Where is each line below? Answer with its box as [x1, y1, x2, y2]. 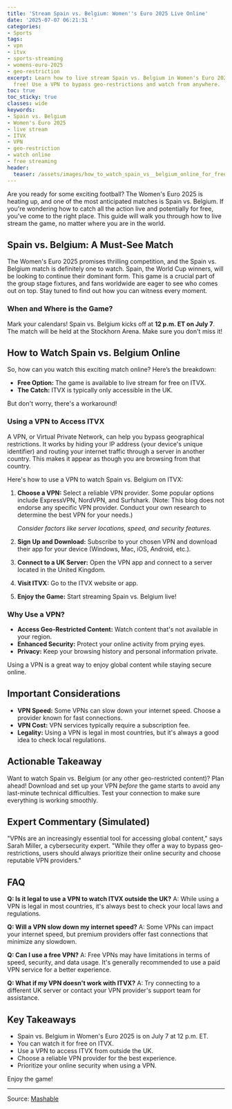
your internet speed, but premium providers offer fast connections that [7, 930, 209, 938]
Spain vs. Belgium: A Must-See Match [7, 239, 174, 251]
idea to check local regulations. [17, 735, 107, 743]
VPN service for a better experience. [7, 965, 112, 974]
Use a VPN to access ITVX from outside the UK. [17, 1047, 154, 1055]
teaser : [13, 171, 36, 178]
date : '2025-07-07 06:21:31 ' [7, 17, 95, 23]
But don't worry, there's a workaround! [7, 399, 117, 408]
